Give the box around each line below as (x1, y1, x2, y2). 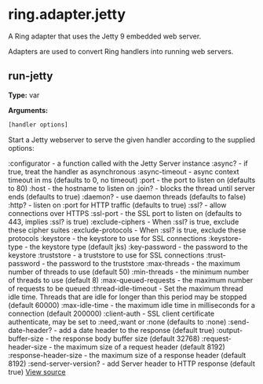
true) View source (8, 367, 66, 376)
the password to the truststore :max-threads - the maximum (46, 258, 241, 268)
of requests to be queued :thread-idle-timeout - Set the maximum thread (8, 283, 243, 293)
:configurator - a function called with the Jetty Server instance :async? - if (8, 159, 249, 168)
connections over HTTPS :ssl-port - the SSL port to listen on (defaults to (8, 208, 242, 218)
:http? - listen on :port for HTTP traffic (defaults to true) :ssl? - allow (8, 200, 227, 210)
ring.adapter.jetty (8, 5, 126, 24)
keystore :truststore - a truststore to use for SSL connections (8, 250, 205, 260)
